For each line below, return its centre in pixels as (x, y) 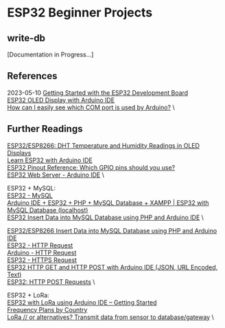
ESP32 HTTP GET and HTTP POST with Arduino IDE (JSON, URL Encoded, (113, 267)
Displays (19, 153)
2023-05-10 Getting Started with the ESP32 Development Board (98, 92)
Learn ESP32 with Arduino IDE (50, 160)
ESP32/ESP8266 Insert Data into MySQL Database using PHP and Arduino (112, 230)
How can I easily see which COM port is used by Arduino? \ (91, 107)
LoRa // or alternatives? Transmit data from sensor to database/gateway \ (110, 317)
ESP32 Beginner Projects (80, 13)
